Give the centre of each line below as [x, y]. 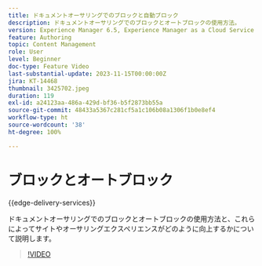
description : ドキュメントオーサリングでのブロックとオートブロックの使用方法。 [124, 23]
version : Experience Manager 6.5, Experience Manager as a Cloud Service [131, 30]
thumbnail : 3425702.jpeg [49, 88]
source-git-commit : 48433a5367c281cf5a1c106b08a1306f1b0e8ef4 [112, 111]
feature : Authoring [40, 37]
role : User [26, 52]
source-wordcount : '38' [47, 125]
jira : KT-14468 [33, 81]
